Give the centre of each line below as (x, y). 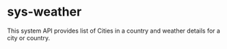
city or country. (28, 37)
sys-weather (44, 12)
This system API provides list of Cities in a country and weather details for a (114, 31)
